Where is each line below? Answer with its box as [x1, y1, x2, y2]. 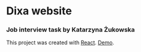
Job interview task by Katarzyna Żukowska [6, 26, 135, 34]
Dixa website [6, 4, 72, 18]
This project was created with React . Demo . [6, 39, 115, 46]
